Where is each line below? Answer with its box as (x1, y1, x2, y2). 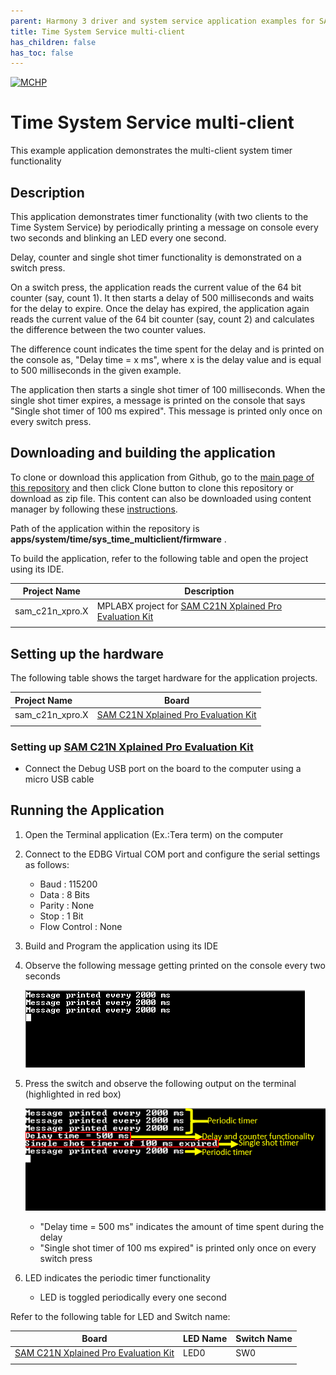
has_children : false (10, 37, 97, 47)
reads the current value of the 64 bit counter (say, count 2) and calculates (10, 313, 315, 325)
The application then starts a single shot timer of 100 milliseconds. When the (10, 384, 326, 395)
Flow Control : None (39, 920, 123, 932)
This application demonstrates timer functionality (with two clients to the (10, 211, 309, 222)
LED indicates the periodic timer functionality (24, 1271, 211, 1284)
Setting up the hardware (10, 645, 165, 662)
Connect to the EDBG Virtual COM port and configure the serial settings (24, 848, 321, 860)
